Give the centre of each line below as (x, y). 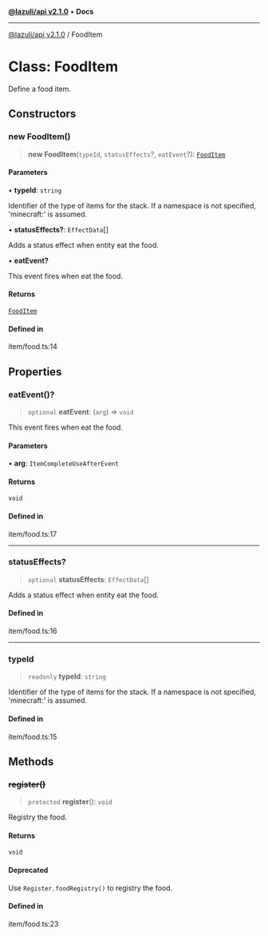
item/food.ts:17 (33, 533)
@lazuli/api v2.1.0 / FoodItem (55, 34)
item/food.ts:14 (33, 347)
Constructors (42, 114)
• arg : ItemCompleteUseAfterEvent (64, 463)
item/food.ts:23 (33, 924)
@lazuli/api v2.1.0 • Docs (51, 12)
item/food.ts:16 (33, 631)
